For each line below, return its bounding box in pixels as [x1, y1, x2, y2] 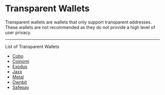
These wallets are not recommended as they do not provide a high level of [5, 24, 156, 30]
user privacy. [5, 29, 32, 35]
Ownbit [12, 79, 27, 85]
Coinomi [12, 58, 29, 64]
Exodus [12, 63, 28, 69]
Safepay [12, 84, 29, 90]
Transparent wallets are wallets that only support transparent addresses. [5, 19, 152, 25]
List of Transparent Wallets [5, 44, 60, 49]
